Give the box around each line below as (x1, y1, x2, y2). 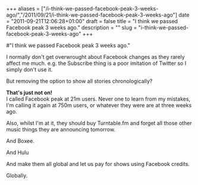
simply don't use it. (6, 66, 53, 73)
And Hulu (6, 149, 29, 156)
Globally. (6, 172, 28, 179)
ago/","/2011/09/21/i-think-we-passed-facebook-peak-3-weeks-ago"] (6, 11, 177, 18)
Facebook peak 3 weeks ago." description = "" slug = (6, 24, 137, 31)
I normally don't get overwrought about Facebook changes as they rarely (6, 54, 186, 60)
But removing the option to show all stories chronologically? (6, 77, 153, 84)
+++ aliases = (6, 5, 40, 12)
